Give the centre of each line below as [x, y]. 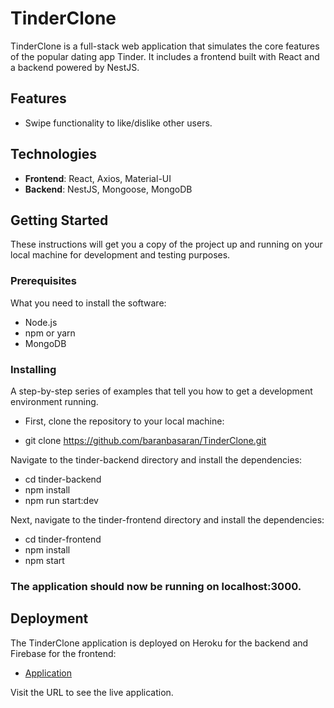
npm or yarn [50, 333]
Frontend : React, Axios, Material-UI [98, 178]
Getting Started [59, 220]
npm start [44, 560]
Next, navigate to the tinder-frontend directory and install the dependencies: [167, 519]
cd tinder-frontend [63, 539]
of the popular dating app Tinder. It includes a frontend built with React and [165, 56]
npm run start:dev [61, 500]
